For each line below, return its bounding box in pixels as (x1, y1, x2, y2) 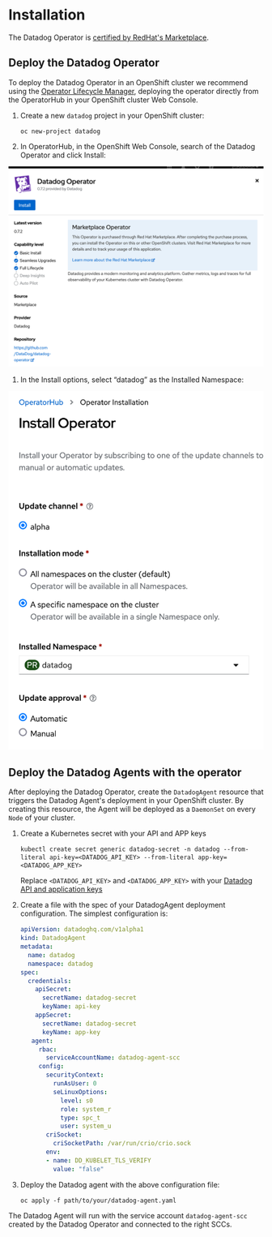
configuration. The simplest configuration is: (19, 908, 168, 918)
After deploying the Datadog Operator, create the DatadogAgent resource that (8, 787, 264, 797)
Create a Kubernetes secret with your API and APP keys (19, 829, 206, 839)
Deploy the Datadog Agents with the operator (8, 765, 242, 780)
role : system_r (60, 1105, 112, 1113)
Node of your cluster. (8, 813, 75, 823)
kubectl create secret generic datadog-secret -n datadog (19, 845, 220, 853)
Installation (8, 6, 86, 24)
